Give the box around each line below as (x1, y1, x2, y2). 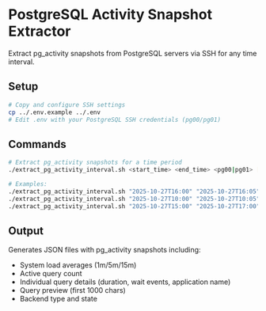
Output (8, 224, 44, 237)
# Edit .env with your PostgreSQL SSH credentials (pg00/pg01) (8, 116, 222, 123)
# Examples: (8, 180, 47, 188)
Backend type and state (19, 294, 97, 304)
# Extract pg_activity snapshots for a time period (8, 158, 182, 167)
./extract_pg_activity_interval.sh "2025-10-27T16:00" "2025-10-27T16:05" (8, 188, 260, 195)
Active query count (19, 269, 82, 279)
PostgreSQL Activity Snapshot (8, 6, 212, 24)
